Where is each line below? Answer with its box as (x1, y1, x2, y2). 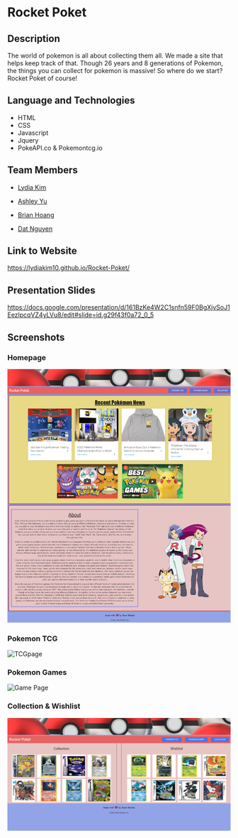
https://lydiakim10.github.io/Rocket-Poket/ (7, 263, 130, 272)
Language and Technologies (7, 94, 135, 107)
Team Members (7, 164, 78, 176)
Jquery (17, 136, 39, 144)
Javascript (17, 129, 49, 137)
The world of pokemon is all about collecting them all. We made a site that (7, 51, 223, 60)
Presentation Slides (7, 284, 96, 296)
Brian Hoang (17, 210, 55, 219)
